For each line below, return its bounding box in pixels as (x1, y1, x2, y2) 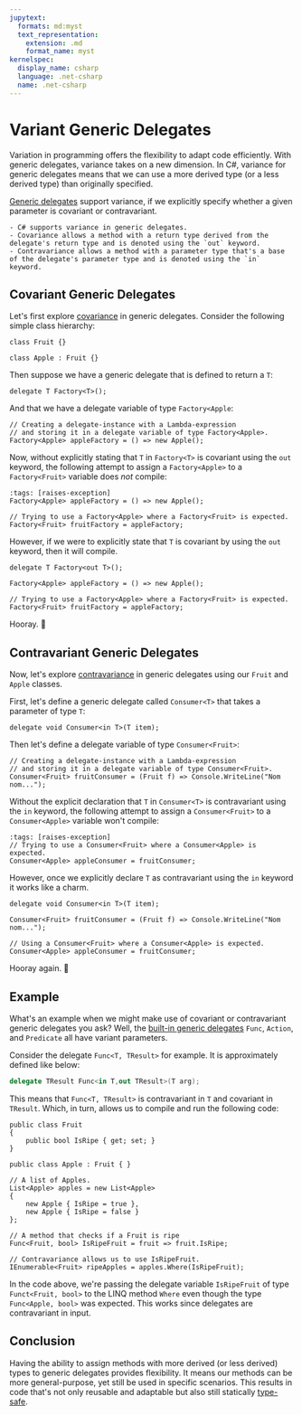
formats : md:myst (17, 22, 83, 31)
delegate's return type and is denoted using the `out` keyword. (9, 239, 260, 248)
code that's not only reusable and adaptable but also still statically (9, 1386, 256, 1397)
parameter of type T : (9, 706, 86, 717)
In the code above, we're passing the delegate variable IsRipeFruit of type (9, 1278, 289, 1289)
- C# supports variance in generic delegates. (9, 222, 188, 231)
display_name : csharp (17, 64, 99, 73)
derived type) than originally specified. (9, 178, 154, 189)
